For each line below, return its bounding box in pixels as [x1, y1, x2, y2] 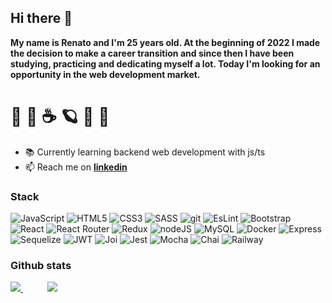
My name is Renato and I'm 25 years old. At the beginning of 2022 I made [10, 36, 321, 48]
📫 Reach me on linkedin [24, 161, 128, 173]
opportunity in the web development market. [10, 68, 201, 80]
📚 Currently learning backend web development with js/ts [24, 146, 266, 158]
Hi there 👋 [10, 10, 73, 27]
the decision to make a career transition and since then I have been [10, 47, 295, 59]
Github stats [10, 258, 72, 272]
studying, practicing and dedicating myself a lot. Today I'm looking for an [10, 57, 321, 70]
